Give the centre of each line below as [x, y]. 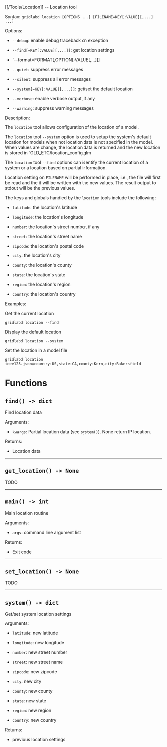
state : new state [29, 701]
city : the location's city [36, 255]
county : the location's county [42, 265]
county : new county [32, 691]
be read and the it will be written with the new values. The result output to [81, 183]
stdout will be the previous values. [40, 188]
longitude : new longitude [38, 643]
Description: [18, 118]
